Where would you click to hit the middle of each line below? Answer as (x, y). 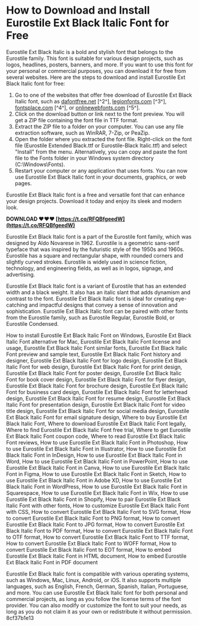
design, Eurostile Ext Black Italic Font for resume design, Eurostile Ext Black (99, 398)
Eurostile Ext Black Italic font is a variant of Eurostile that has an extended (96, 286)
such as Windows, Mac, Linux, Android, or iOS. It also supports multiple (94, 580)
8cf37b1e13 (20, 618)
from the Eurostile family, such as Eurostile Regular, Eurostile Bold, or (91, 317)
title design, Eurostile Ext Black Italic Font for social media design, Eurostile (98, 411)
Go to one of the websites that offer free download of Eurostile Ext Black (103, 95)
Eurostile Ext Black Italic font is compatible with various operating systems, (98, 574)
